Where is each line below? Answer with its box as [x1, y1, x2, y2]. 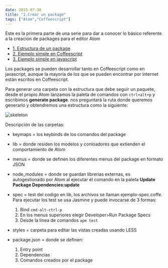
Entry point [20, 246, 43, 252]
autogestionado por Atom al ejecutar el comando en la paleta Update [12, 177, 155, 183]
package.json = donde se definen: [12, 237, 84, 243]
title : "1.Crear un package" [5, 12, 66, 17]
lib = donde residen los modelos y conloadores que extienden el [12, 141, 145, 147]
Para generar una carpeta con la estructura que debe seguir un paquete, [5, 86, 155, 92]
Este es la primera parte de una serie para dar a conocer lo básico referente [5, 31, 162, 37]
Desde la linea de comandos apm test [20, 217, 98, 223]
